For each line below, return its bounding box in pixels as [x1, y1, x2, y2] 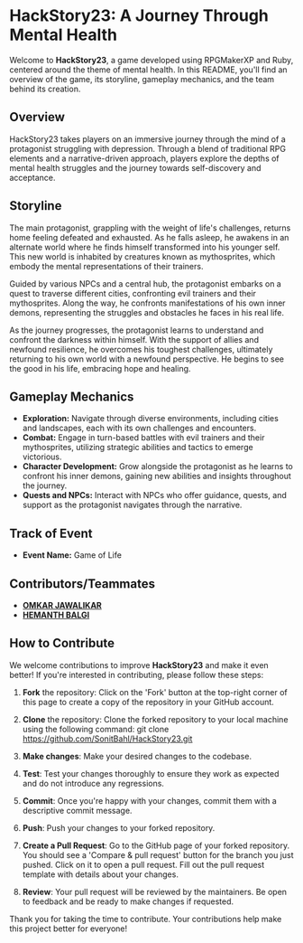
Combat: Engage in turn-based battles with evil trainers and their [22, 432, 265, 443]
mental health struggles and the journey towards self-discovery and [9, 162, 262, 173]
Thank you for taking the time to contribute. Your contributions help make [9, 913, 282, 924]
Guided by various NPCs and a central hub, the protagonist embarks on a [9, 278, 281, 289]
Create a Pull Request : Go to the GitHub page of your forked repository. [22, 840, 290, 851]
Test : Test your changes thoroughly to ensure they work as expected [22, 768, 280, 778]
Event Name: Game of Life [22, 550, 122, 561]
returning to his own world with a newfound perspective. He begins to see [9, 354, 285, 364]
